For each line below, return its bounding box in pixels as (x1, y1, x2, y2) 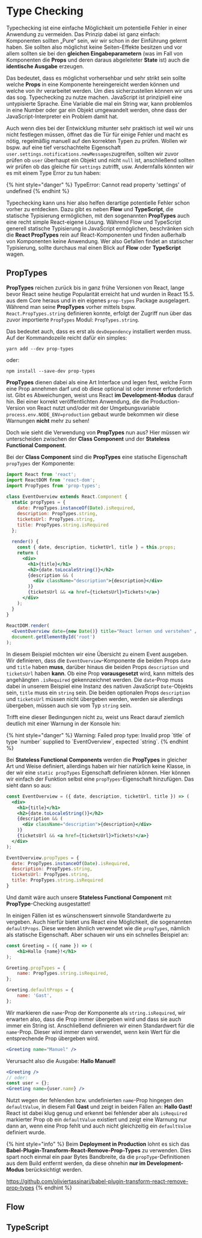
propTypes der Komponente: (6, 460, 75, 467)
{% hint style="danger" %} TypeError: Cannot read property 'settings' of (6, 181, 186, 188)
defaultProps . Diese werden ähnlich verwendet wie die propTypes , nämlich (6, 924, 191, 932)
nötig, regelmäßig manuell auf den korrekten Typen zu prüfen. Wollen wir (6, 137, 188, 144)
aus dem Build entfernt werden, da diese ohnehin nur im (6, 1160, 146, 1167)
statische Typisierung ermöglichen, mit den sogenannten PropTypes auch (6, 212, 190, 219)
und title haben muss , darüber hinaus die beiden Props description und (6, 663, 189, 670)
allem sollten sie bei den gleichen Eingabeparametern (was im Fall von (6, 49, 183, 57)
